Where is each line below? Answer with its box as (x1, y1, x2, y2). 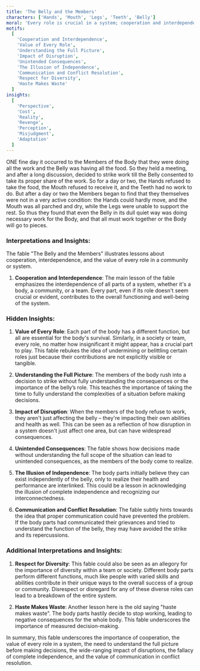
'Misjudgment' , (17, 131, 55, 137)
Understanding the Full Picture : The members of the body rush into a (14, 371, 186, 379)
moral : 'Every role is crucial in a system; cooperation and (6, 20, 161, 26)
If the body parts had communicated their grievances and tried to (14, 519, 176, 526)
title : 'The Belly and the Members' (6, 8, 97, 15)
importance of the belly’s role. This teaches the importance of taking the (14, 384, 192, 391)
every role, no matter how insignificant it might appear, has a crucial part (14, 341, 193, 348)
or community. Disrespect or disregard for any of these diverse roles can (14, 585, 193, 592)
